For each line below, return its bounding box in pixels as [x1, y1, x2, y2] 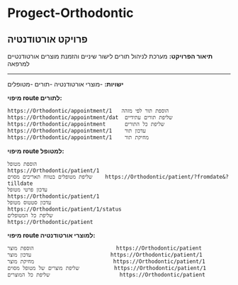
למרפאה [7, 60, 30, 68]
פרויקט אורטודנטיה [7, 33, 88, 45]
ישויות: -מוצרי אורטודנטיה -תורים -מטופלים [7, 80, 124, 88]
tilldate [7, 180, 33, 187]
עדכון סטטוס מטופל [7, 199, 52, 206]
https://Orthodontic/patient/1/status [7, 206, 122, 213]
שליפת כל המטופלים [7, 212, 53, 219]
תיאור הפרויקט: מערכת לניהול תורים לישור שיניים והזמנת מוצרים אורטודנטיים [7, 52, 213, 60]
